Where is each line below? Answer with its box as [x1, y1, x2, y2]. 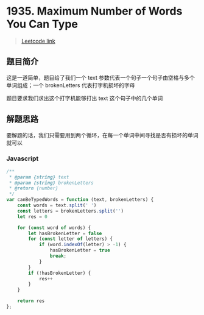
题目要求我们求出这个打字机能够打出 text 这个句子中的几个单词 [6, 94, 163, 102]
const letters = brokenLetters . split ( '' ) [17, 208, 124, 214]
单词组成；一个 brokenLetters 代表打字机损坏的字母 [6, 81, 135, 89]
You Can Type [6, 17, 78, 31]
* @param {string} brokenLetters [9, 180, 94, 186]
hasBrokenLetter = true [49, 247, 111, 253]
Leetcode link [21, 37, 56, 44]
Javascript [6, 154, 39, 163]
